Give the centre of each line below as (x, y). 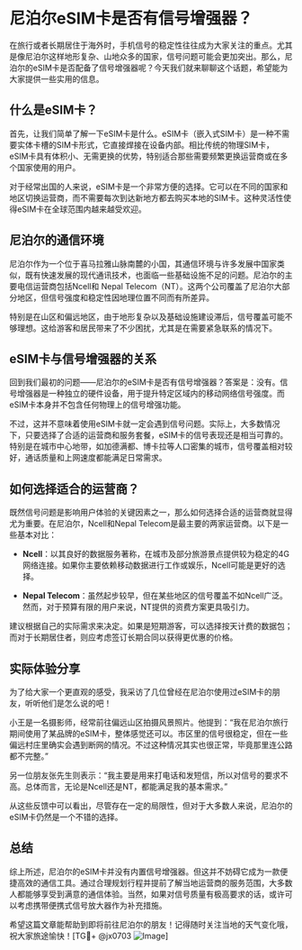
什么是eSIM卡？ (53, 110)
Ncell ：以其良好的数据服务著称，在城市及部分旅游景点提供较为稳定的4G (156, 554)
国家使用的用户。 (49, 167)
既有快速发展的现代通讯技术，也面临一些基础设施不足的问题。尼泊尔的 (155, 275)
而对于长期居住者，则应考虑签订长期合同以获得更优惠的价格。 (124, 637)
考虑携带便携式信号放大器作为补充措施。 (92, 905)
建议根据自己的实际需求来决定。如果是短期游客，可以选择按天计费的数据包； (151, 626)
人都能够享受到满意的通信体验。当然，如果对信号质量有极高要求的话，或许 (147, 894)
